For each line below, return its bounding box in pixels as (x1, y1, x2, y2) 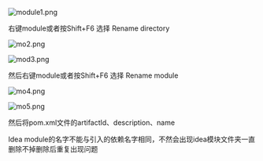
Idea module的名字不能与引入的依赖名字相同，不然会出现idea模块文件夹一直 (8, 134, 256, 144)
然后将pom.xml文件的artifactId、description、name (8, 118, 176, 127)
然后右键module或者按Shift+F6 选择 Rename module (8, 71, 179, 80)
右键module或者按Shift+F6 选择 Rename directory (8, 24, 170, 33)
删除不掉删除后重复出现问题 (8, 145, 98, 153)
